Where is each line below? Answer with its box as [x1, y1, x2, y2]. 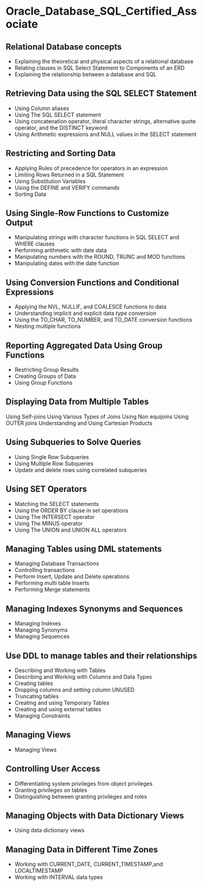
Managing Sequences [14, 633, 70, 640]
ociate [5, 17, 38, 31]
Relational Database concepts [5, 42, 123, 52]
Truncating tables [14, 692, 59, 700]
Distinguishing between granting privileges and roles [14, 792, 148, 800]
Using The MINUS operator [14, 520, 83, 527]
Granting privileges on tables [14, 786, 88, 794]
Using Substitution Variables [14, 177, 86, 184]
